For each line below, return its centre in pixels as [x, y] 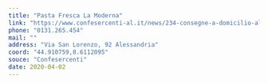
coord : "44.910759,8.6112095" [59, 52]
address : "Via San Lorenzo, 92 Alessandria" [83, 45]
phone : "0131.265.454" [46, 30]
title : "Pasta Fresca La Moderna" [66, 15]
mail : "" [23, 38]
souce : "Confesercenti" [48, 60]
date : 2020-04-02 [37, 67]
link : [17, 23]
